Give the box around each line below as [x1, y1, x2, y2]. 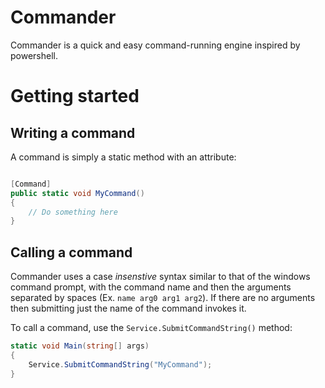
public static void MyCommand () [10, 188, 145, 198]
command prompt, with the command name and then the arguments [10, 281, 292, 293]
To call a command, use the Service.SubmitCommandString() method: [10, 322, 293, 334]
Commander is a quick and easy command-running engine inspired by [10, 39, 301, 51]
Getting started [10, 85, 140, 108]
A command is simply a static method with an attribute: [10, 151, 237, 163]
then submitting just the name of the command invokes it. [10, 302, 247, 315]
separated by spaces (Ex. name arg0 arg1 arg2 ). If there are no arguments [10, 292, 316, 304]
